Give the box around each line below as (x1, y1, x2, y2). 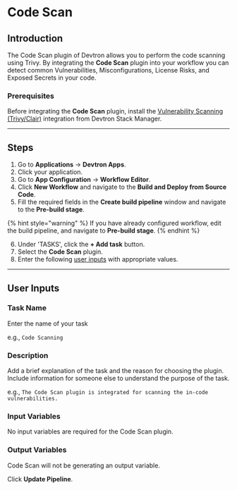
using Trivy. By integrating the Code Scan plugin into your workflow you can (7, 59, 229, 67)
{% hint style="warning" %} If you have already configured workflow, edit (7, 219, 222, 228)
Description (7, 350, 49, 360)
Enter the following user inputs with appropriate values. (17, 255, 178, 264)
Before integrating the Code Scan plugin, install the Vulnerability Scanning (7, 107, 224, 116)
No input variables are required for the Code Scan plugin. (7, 427, 174, 436)
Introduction (7, 32, 63, 44)
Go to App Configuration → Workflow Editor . (17, 176, 151, 184)
